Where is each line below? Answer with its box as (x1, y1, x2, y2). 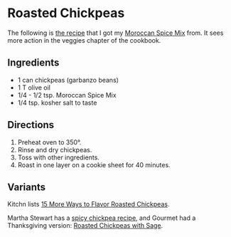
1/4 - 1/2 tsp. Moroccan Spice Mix (17, 90, 117, 99)
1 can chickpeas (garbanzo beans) (17, 75, 119, 84)
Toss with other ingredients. (17, 153, 100, 162)
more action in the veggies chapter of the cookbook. (7, 36, 161, 44)
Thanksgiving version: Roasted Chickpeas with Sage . (7, 221, 163, 230)
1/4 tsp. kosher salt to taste (17, 98, 97, 107)
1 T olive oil (17, 83, 51, 92)
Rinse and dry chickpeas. (17, 145, 92, 154)
